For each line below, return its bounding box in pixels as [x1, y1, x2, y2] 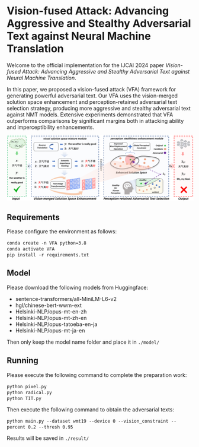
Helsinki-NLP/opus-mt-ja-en [15, 326, 85, 334]
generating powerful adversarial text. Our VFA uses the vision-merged [7, 92, 178, 99]
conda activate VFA [7, 246, 55, 252]
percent [7, 424, 26, 430]
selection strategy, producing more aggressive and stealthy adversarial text [7, 104, 191, 112]
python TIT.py [7, 395, 42, 401]
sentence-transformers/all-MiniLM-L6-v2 [15, 295, 117, 302]
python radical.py [7, 389, 52, 395]
